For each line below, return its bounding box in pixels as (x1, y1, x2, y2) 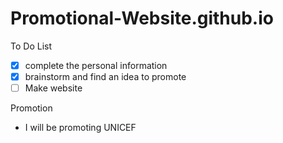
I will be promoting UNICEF (24, 122, 137, 134)
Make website (24, 82, 83, 94)
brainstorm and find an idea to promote (24, 71, 187, 82)
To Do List (10, 40, 52, 52)
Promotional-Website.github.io (10, 7, 274, 30)
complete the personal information (24, 59, 168, 71)
